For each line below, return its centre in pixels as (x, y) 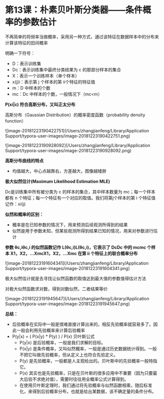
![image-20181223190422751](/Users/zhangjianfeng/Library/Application (77, 130)
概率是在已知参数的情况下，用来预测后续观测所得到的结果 (70, 225)
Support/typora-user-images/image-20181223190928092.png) (68, 150)
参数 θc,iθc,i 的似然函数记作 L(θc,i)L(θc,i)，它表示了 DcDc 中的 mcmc (76, 247)
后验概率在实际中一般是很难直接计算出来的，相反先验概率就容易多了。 (83, 324)
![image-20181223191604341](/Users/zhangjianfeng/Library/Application (77, 263)
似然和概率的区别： (24, 214)
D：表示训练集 (27, 63)
